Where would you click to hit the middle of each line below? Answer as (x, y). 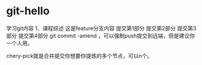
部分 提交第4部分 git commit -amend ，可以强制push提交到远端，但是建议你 (101, 35)
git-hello (28, 11)
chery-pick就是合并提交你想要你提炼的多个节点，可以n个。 (79, 55)
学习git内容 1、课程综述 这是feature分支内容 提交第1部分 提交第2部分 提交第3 (101, 28)
